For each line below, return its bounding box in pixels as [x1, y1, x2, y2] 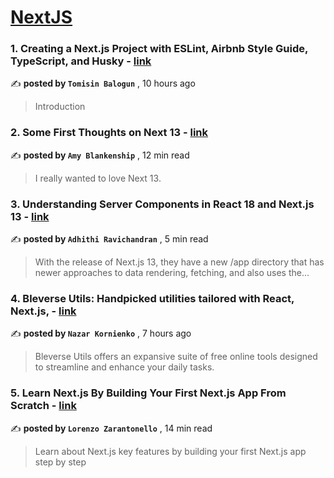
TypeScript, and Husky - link [10, 54, 152, 68]
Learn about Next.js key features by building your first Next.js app [34, 445, 307, 457]
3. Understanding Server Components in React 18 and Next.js [10, 197, 315, 211]
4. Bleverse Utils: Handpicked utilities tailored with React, [10, 292, 295, 305]
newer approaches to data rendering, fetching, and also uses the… [34, 267, 310, 279]
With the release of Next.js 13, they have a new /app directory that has [34, 256, 325, 268]
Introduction [34, 101, 86, 113]
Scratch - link [10, 399, 77, 413]
